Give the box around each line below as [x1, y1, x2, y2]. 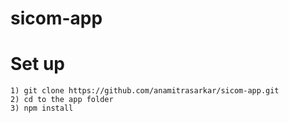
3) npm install [10, 103, 74, 114]
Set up [10, 53, 65, 76]
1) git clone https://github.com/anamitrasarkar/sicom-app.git [10, 86, 280, 96]
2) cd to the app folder [10, 95, 114, 105]
